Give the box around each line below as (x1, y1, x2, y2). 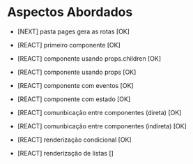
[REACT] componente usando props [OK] (17, 68, 137, 76)
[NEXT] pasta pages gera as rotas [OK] (17, 27, 130, 36)
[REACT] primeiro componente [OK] (17, 40, 121, 49)
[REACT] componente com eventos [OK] (17, 81, 134, 89)
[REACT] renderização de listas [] (17, 149, 114, 157)
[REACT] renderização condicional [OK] (17, 135, 132, 144)
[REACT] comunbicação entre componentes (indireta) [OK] (17, 121, 187, 130)
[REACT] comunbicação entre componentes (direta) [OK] (17, 108, 182, 117)
